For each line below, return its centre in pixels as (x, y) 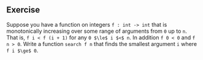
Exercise (23, 10)
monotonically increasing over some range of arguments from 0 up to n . (97, 31)
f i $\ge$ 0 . (22, 50)
